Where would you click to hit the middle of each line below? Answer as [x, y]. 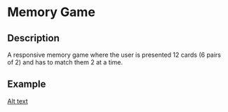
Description [33, 38]
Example [27, 84]
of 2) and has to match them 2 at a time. [65, 62]
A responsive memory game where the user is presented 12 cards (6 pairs [114, 55]
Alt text [18, 101]
